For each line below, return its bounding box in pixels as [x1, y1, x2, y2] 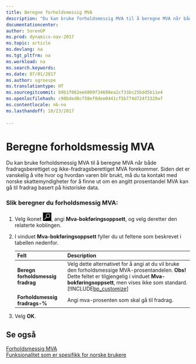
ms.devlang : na [6, 47, 43, 53]
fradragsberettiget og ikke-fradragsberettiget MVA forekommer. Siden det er [6, 165, 190, 172]
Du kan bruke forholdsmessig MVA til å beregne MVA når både [6, 160, 156, 167]
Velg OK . [14, 313, 36, 320]
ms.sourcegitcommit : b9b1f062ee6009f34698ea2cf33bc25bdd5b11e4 [6, 89, 163, 96]
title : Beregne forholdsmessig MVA [6, 9, 93, 15]
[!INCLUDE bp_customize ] [66, 285, 129, 292]
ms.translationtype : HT [6, 84, 64, 89]
